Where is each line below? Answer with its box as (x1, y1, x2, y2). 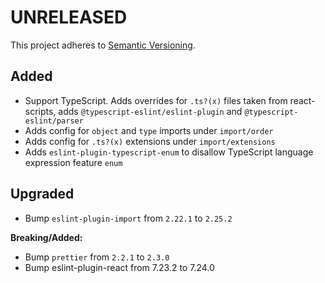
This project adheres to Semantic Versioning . (10, 39, 196, 51)
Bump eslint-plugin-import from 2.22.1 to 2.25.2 (24, 212, 233, 224)
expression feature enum (24, 156, 123, 168)
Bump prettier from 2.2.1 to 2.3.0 (24, 251, 170, 263)
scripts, (24, 105, 57, 117)
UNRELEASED (10, 6, 128, 29)
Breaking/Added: (10, 231, 83, 243)
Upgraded (10, 186, 75, 203)
